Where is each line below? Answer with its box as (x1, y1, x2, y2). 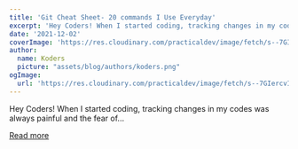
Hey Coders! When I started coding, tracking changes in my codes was (9, 103, 270, 114)
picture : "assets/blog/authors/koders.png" (17, 63, 180, 72)
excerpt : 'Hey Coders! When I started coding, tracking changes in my (9, 21, 276, 30)
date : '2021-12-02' (9, 29, 82, 38)
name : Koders (17, 54, 66, 63)
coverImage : (9, 37, 53, 47)
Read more (9, 129, 50, 140)
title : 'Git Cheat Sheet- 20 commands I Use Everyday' (9, 12, 216, 22)
